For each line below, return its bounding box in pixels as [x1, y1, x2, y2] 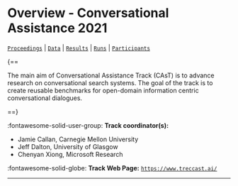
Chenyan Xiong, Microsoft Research [17, 150, 123, 158]
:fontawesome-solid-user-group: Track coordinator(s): [7, 121, 169, 129]
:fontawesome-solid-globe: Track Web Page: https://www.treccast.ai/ [7, 163, 217, 172]
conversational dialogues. [7, 94, 83, 102]
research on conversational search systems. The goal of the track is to [7, 78, 213, 87]
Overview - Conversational [7, 5, 169, 21]
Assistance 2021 [7, 20, 108, 36]
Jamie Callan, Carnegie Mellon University [17, 135, 139, 143]
